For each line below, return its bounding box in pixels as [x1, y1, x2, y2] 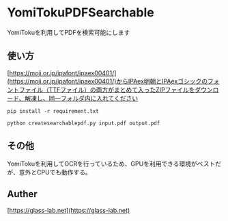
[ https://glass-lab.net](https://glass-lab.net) [7, 207, 130, 215]
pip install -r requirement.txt [7, 107, 99, 114]
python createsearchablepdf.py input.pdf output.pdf [7, 120, 160, 127]
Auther [7, 188, 38, 200]
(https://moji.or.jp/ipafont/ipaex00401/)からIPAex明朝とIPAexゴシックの [7, 77, 208, 85]
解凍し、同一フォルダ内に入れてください [25, 94, 139, 102]
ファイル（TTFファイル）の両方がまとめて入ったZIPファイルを [18, 86, 195, 94]
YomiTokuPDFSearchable [7, 5, 155, 21]
